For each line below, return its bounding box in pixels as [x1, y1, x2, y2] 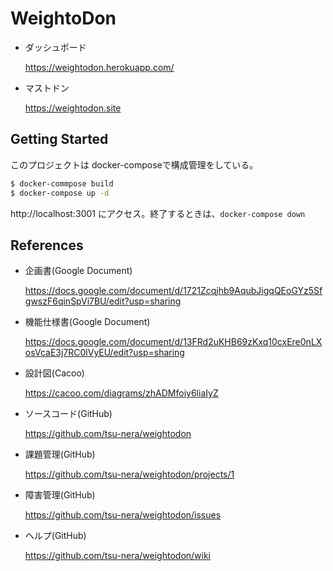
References [10, 237, 84, 254]
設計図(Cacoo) [24, 367, 85, 379]
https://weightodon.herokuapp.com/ [24, 61, 175, 73]
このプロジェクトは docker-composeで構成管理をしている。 [10, 158, 259, 171]
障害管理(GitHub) [24, 489, 96, 501]
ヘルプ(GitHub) [24, 530, 87, 542]
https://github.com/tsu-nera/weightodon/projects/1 [24, 468, 235, 481]
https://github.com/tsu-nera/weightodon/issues [24, 509, 222, 521]
